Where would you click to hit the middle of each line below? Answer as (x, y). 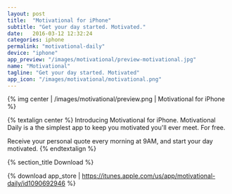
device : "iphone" (33, 53)
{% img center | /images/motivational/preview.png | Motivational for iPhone (116, 99)
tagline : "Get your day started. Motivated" (73, 72)
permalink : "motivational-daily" (56, 46)
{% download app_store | (44, 176)
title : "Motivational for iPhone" (59, 20)
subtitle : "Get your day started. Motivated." (77, 27)
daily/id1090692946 (36, 183)
